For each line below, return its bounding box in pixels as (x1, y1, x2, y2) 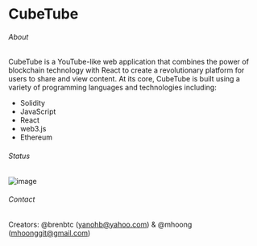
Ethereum (19, 132, 52, 142)
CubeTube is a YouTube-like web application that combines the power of (8, 57, 250, 67)
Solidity (19, 98, 46, 108)
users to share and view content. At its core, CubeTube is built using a (8, 74, 240, 84)
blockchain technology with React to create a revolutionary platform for (8, 65, 245, 75)
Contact (8, 194, 35, 204)
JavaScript (19, 106, 56, 117)
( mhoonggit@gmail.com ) (8, 227, 91, 238)
